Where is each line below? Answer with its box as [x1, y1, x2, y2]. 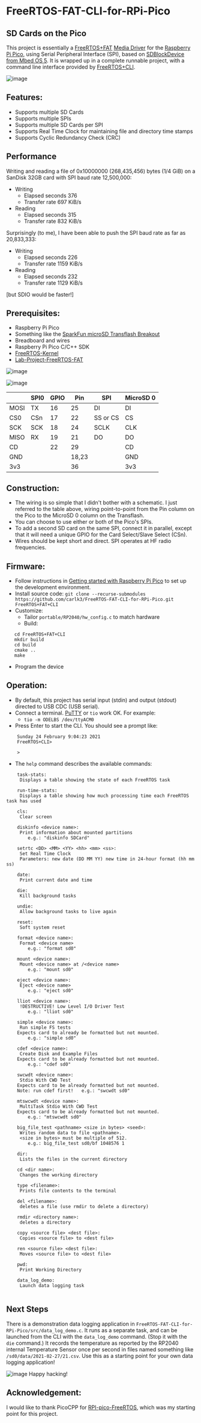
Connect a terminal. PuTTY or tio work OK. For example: [14, 709, 156, 716]
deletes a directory [19, 1219, 71, 1226]
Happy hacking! [29, 1370, 68, 1377]
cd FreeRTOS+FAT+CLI [14, 631, 66, 637]
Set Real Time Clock [19, 851, 71, 857]
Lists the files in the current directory [19, 1156, 128, 1162]
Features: [6, 92, 43, 103]
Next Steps [6, 1304, 49, 1315]
